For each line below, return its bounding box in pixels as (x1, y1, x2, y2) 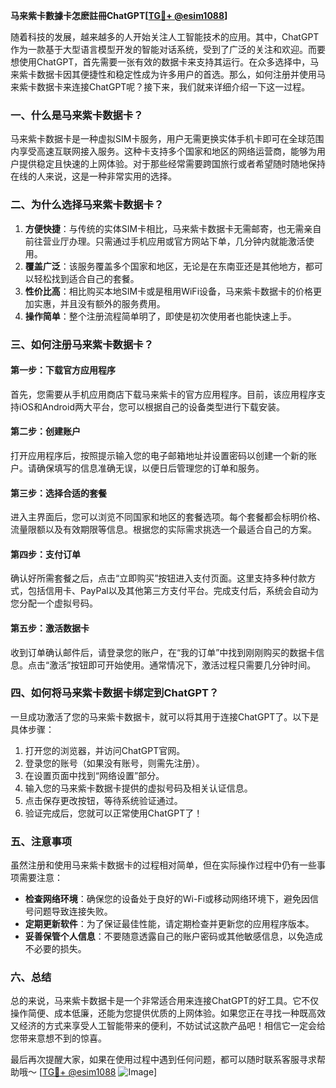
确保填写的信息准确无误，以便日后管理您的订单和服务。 (36, 462, 265, 474)
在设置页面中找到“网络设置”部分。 (24, 769, 165, 781)
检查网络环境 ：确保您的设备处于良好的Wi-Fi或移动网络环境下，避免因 (24, 893, 311, 905)
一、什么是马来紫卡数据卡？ (10, 108, 144, 122)
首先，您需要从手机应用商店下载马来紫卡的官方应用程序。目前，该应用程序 (10, 388, 317, 400)
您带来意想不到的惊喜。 (10, 1032, 107, 1044)
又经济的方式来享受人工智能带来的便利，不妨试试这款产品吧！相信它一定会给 (10, 1020, 326, 1032)
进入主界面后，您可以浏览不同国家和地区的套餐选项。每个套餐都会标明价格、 (10, 511, 326, 523)
